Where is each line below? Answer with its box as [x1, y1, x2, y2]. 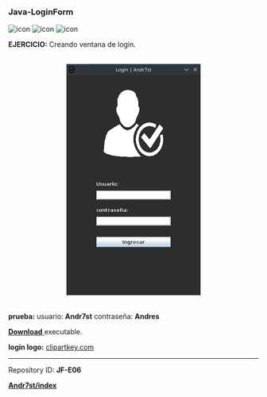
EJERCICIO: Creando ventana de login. [8, 40, 137, 49]
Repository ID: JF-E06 [8, 365, 82, 375]
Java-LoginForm [8, 6, 74, 17]
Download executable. [8, 327, 83, 337]
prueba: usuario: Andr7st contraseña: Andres [8, 312, 161, 322]
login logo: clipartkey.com [8, 342, 95, 352]
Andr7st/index [8, 380, 57, 391]
